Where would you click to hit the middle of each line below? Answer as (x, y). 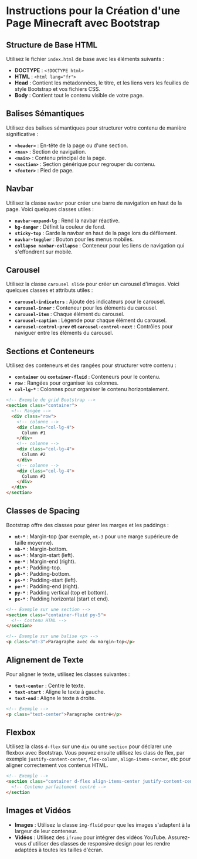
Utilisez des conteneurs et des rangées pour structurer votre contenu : (91, 365)
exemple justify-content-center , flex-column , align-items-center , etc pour (98, 759)
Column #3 (33, 476)
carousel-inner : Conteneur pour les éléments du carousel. (86, 308)
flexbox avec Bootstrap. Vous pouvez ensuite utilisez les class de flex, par (95, 753)
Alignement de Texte (45, 660)
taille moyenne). (34, 542)
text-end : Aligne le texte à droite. (55, 698)
